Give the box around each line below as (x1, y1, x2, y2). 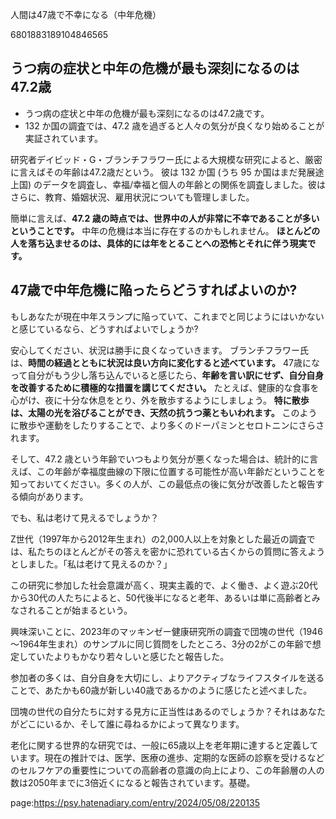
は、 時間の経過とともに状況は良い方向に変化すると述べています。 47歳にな (10, 356, 320, 368)
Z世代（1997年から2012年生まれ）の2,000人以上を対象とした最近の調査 (10, 533, 307, 545)
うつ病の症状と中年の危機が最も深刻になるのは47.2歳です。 (24, 107, 270, 119)
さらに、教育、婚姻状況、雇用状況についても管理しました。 (10, 191, 255, 203)
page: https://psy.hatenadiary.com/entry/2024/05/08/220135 (10, 796, 260, 808)
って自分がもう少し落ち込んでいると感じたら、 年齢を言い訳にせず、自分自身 (10, 369, 325, 381)
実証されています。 (24, 132, 103, 144)
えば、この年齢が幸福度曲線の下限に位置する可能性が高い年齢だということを (10, 465, 326, 477)
